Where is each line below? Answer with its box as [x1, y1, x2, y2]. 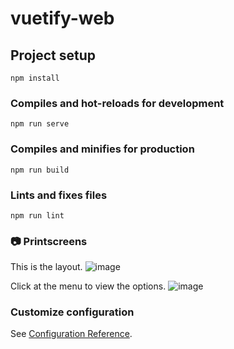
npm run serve [10, 119, 70, 129]
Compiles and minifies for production [10, 142, 195, 156]
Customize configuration [10, 305, 135, 319]
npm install [10, 73, 60, 83]
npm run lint [10, 210, 65, 221]
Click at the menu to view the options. [10, 280, 167, 292]
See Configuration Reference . [10, 328, 133, 340]
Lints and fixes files [10, 188, 108, 202]
